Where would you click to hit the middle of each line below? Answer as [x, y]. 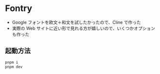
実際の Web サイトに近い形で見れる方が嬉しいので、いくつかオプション [83, 28]
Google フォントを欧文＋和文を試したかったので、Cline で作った [76, 22]
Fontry [19, 8]
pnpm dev [14, 67]
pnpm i [12, 62]
